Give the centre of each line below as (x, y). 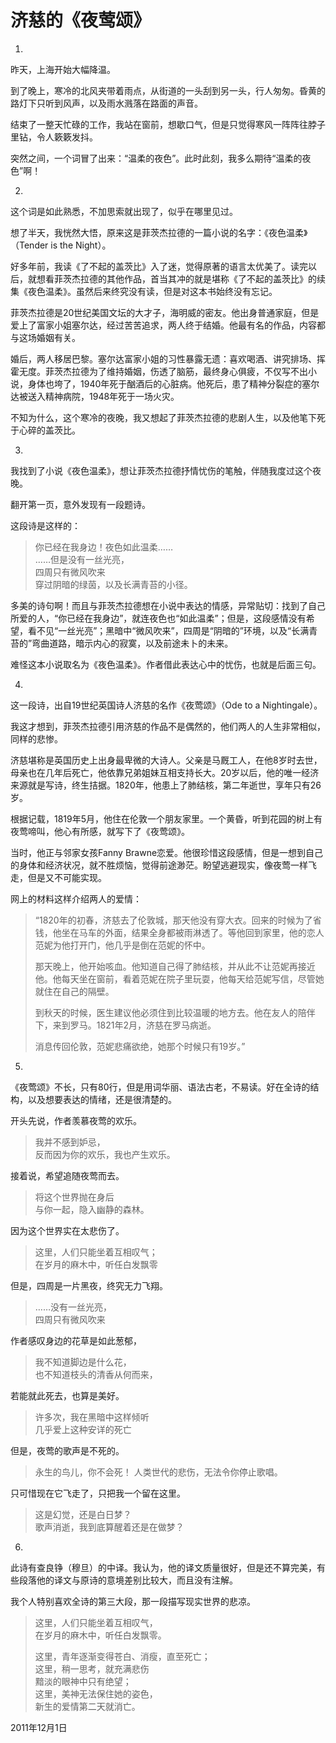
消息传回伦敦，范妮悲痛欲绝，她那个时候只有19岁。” (140, 1046)
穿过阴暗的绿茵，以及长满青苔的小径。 (113, 584)
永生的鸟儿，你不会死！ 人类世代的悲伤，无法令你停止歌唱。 (158, 1472)
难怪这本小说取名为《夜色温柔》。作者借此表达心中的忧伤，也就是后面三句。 (166, 664)
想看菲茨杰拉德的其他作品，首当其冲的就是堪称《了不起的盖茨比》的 (176, 278)
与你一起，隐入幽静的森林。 (92, 1209)
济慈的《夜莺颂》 (81, 20)
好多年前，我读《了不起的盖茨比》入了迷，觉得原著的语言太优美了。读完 (159, 266)
